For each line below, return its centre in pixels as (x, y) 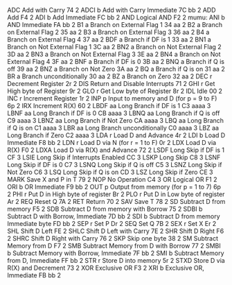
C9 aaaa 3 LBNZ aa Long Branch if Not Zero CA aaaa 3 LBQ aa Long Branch (115, 120)
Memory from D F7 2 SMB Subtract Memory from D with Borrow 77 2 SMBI (114, 246)
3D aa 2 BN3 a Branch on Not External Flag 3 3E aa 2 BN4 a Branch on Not (114, 54)
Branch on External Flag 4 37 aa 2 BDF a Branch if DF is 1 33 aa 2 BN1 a (109, 40)
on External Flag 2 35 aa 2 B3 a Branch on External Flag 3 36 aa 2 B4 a (108, 32)
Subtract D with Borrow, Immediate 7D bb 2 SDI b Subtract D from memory (114, 216)
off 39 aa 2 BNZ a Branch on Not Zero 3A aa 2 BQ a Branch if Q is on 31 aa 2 (116, 69)
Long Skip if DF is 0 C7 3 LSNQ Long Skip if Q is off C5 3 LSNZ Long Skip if (115, 165)
